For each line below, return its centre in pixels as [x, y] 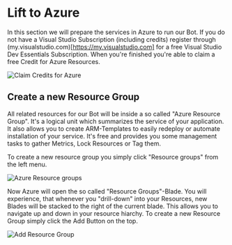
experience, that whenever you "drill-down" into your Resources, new [107, 198]
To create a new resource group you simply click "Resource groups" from [113, 157]
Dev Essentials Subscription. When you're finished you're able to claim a [111, 54]
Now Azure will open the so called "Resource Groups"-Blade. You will [107, 191]
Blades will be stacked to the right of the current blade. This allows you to [113, 206]
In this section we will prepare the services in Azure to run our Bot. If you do [116, 32]
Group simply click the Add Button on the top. [72, 221]
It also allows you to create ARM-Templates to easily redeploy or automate [114, 128]
